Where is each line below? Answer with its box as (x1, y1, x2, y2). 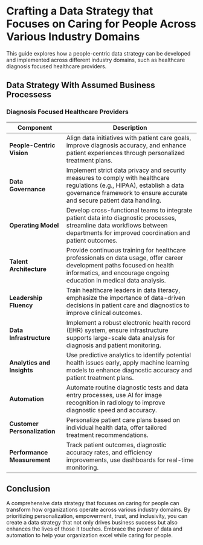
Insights (9, 366, 33, 374)
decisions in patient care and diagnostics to (66, 301, 190, 309)
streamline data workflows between (66, 221, 168, 229)
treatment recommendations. (66, 430, 149, 439)
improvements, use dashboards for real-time (66, 456, 194, 464)
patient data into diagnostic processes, (66, 213, 177, 222)
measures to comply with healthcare (66, 173, 170, 182)
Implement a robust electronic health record (66, 318, 191, 327)
